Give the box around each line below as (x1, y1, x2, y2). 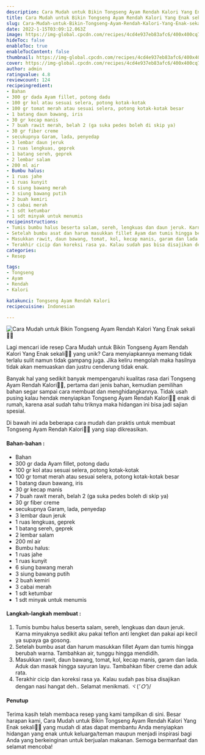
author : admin (6, 65, 43, 72)
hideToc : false (6, 37, 45, 43)
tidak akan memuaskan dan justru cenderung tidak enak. (6, 363, 149, 370)
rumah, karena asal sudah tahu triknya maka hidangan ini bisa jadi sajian (6, 401, 188, 408)
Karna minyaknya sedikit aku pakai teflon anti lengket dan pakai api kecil (15, 630, 198, 637)
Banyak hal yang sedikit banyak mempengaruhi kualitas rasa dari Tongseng (6, 375, 196, 382)
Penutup (6, 697, 29, 704)
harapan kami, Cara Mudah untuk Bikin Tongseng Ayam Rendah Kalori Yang (6, 717, 196, 724)
